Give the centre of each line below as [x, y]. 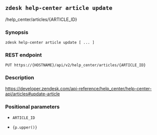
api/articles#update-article [33, 94]
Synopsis [17, 32]
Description [20, 78]
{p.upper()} [25, 128]
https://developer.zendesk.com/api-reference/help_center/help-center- [78, 88]
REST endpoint [24, 55]
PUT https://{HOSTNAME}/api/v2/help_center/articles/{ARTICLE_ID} [76, 65]
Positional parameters [32, 107]
